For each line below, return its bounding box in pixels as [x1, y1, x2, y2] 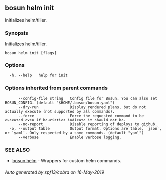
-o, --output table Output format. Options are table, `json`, [9, 126, 162, 131]
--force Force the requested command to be [18, 113, 144, 118]
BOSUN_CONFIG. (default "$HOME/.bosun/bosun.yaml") [5, 100, 115, 105]
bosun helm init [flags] [5, 51, 57, 56]
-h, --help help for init [9, 73, 68, 78]
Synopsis [5, 29, 28, 36]
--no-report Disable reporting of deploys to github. [18, 121, 157, 127]
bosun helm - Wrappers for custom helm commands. [12, 158, 121, 163]
